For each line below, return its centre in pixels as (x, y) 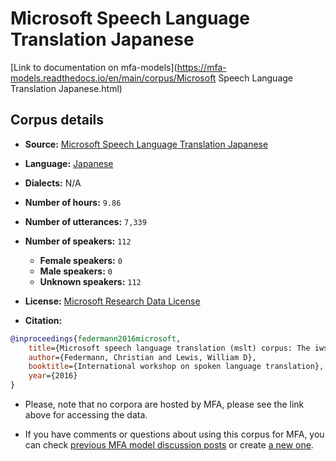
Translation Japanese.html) (66, 88)
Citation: (43, 320)
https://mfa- (201, 67)
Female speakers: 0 (81, 260)
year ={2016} (53, 376)
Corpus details (57, 120)
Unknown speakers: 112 (90, 281)
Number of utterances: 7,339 (85, 221)
